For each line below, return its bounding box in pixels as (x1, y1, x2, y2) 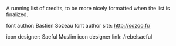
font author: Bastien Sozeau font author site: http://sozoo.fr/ (6, 22, 151, 29)
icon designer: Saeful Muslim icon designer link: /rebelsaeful (6, 33, 153, 40)
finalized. (6, 11, 28, 18)
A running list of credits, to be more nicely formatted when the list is (6, 5, 170, 11)
